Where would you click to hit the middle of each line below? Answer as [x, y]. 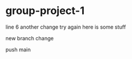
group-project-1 [45, 11]
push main [18, 49]
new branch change [30, 38]
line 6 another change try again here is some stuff [66, 27]
